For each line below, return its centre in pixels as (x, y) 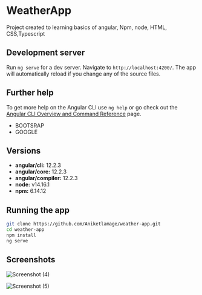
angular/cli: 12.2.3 (38, 165)
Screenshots (31, 260)
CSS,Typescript (26, 33)
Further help (30, 93)
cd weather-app (25, 230)
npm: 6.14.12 (31, 191)
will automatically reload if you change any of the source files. (83, 74)
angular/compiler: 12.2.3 (46, 178)
